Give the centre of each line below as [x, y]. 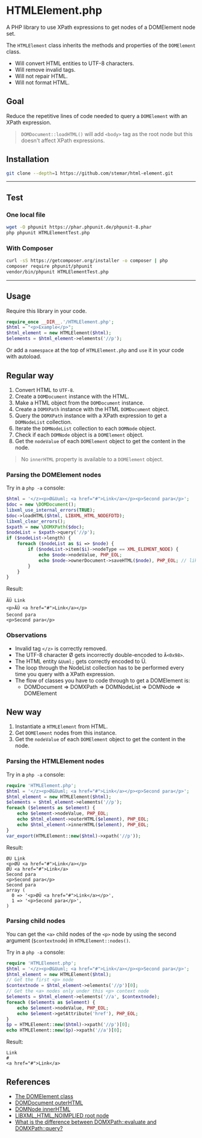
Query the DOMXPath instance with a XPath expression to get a [91, 415]
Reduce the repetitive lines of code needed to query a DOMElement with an [97, 116]
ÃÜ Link [16, 601]
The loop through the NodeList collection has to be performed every [99, 667]
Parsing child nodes [36, 921]
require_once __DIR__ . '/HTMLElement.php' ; [60, 322]
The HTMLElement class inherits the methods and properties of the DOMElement [101, 45]
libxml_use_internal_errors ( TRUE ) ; [51, 510]
